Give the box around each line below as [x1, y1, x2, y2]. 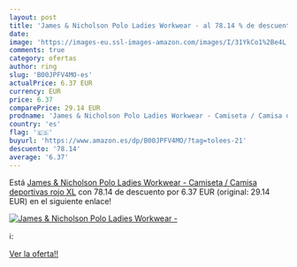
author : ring [9, 63, 57, 72]
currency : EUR [9, 87, 62, 95]
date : [9, 29, 29, 38]
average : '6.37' [9, 152, 69, 162]
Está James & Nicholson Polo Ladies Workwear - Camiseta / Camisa [9, 177, 258, 187]
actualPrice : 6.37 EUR [9, 79, 93, 88]
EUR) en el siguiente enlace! [9, 195, 112, 206]
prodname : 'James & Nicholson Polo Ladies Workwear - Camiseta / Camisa [9, 111, 283, 120]
